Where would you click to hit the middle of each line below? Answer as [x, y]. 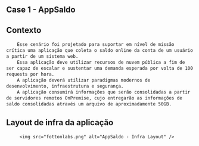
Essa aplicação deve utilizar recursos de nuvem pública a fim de [101, 63]
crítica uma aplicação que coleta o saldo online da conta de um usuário [100, 51]
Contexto [24, 30]
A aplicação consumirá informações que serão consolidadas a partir [104, 92]
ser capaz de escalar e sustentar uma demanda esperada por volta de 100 [100, 69]
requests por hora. [30, 74]
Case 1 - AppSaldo [41, 10]
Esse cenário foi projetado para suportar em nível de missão [96, 45]
